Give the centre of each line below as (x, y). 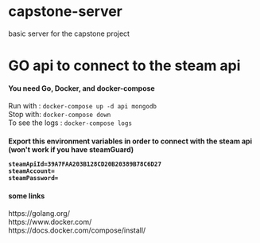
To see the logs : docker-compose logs (70, 123)
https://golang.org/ (39, 214)
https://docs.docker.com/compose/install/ (77, 230)
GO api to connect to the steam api (124, 66)
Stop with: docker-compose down (60, 115)
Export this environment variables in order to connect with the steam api (130, 141)
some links (27, 196)
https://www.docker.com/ (50, 222)
